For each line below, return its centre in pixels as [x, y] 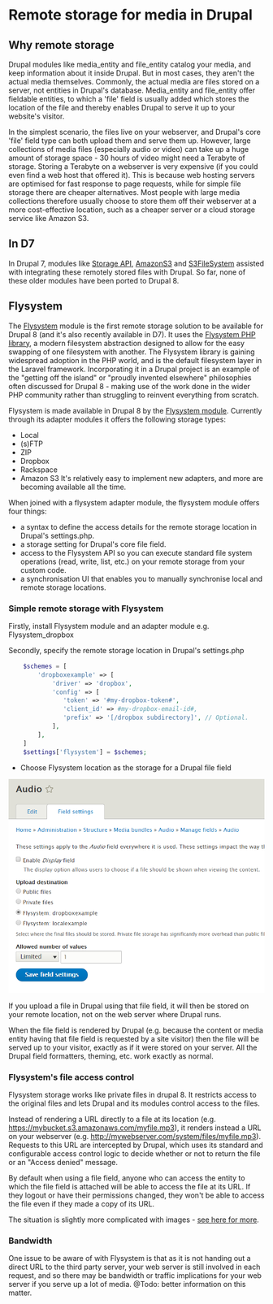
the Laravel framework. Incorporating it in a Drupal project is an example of [134, 369]
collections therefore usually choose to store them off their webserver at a [133, 201]
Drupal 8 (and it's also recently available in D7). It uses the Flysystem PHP [132, 334]
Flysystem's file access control [71, 1077]
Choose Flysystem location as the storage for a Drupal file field [126, 767]
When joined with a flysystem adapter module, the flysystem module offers [134, 502]
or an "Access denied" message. [63, 1163]
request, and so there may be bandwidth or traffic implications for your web [135, 1276]
